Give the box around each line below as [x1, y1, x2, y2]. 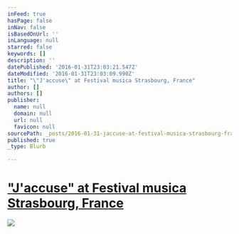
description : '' [7, 57, 55, 64]
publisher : [7, 97, 40, 104]
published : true [7, 136, 55, 143]
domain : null [14, 110, 53, 117]
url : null [14, 116, 43, 123]
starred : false [7, 44, 53, 51]
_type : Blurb [7, 143, 46, 151]
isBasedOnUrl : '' [7, 30, 59, 38]
